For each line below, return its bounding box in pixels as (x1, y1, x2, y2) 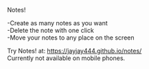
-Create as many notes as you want (7, 19, 108, 27)
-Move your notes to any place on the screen (7, 33, 135, 42)
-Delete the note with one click (7, 27, 94, 34)
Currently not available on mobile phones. (7, 54, 126, 62)
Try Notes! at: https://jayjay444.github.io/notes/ (7, 47, 142, 55)
